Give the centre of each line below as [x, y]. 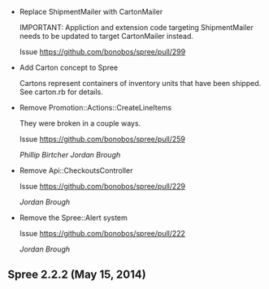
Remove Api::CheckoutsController [76, 170]
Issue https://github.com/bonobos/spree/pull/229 [102, 186]
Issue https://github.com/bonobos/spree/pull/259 [102, 139]
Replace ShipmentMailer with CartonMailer [91, 12]
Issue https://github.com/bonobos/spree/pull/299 [102, 52]
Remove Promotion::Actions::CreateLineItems [95, 108]
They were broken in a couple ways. [80, 123]
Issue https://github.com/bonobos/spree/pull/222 [102, 233]
